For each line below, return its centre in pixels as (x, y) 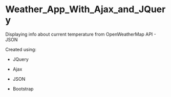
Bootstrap (23, 89)
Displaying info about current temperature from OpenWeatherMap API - (81, 34)
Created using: (21, 49)
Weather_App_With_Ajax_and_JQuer (85, 9)
